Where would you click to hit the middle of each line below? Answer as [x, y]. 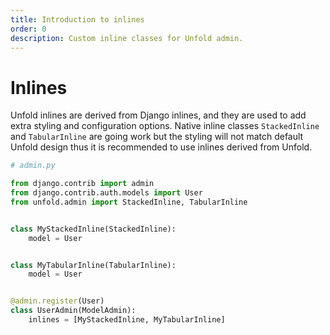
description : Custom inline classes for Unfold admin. [127, 38]
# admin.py [33, 166]
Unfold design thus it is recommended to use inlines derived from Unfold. [161, 147]
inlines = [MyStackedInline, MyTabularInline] [127, 320]
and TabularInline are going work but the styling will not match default [157, 137]
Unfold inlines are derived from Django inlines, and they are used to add [158, 115]
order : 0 [28, 29]
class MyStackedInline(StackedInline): [93, 229]
